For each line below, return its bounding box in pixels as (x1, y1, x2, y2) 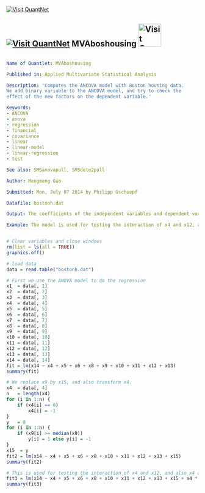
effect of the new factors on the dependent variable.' (6, 93, 151, 100)
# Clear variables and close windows (6, 238, 103, 244)
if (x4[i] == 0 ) (17, 402, 59, 408)
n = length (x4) (6, 391, 51, 397)
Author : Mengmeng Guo (6, 178, 62, 184)
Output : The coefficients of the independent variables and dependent (6, 211, 190, 217)
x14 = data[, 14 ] (6, 357, 51, 363)
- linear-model (6, 144, 45, 151)
